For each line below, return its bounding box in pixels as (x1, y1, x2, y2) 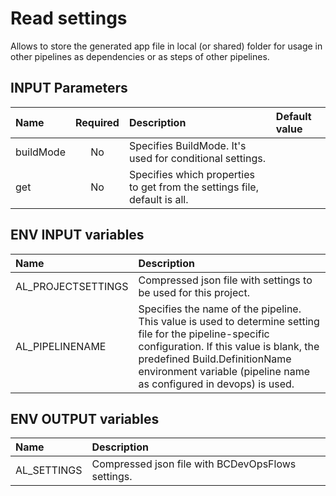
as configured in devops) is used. (138, 377, 295, 391)
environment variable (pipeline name (138, 364, 310, 378)
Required (74, 115, 120, 129)
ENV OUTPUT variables (10, 410, 160, 427)
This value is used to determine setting (138, 314, 320, 328)
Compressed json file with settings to (138, 273, 313, 287)
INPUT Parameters (10, 80, 128, 97)
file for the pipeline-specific (138, 327, 270, 341)
